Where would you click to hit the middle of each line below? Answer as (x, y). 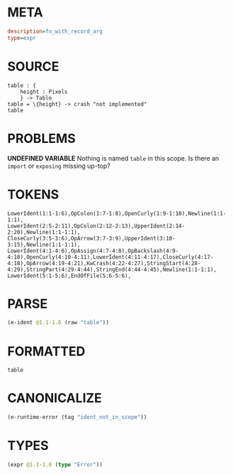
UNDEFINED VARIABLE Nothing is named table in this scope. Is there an (113, 158)
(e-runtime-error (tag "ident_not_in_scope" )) (77, 417)
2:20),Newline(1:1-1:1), (44, 232)
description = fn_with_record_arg (55, 31)
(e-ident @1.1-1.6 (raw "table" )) (58, 323)
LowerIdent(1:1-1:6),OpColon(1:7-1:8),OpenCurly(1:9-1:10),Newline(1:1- (117, 213)
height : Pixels (44, 92)
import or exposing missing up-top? (59, 166)
